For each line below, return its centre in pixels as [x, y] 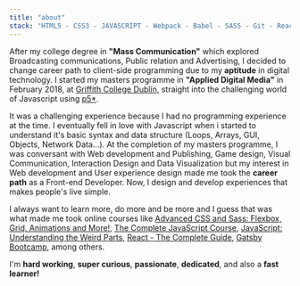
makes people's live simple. [60, 192]
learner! [25, 274]
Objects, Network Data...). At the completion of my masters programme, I [144, 144]
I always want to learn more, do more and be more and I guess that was [141, 208]
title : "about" [37, 17]
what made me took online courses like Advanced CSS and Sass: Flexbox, [146, 218]
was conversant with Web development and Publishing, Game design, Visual [150, 153]
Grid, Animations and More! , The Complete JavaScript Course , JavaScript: [146, 227]
